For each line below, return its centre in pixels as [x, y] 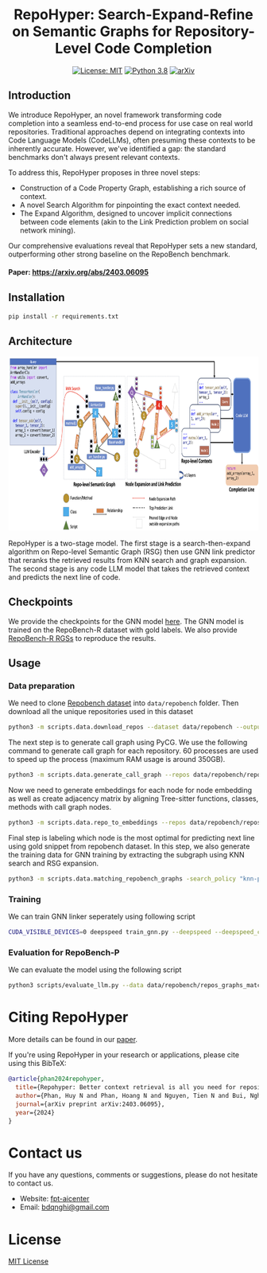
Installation [37, 297]
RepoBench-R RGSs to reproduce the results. [82, 638]
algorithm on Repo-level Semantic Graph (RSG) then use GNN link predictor [132, 552]
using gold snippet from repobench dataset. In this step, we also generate [129, 846]
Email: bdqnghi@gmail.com [64, 1207]
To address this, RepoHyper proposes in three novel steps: [104, 172]
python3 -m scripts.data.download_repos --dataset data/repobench [120, 727]
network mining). [48, 230]
